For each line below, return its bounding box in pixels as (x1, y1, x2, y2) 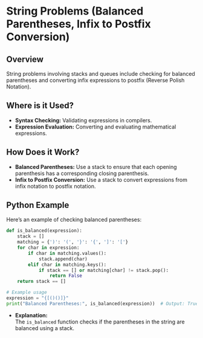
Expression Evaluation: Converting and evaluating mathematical (14, 123, 176, 130)
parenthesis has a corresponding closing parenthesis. (14, 170, 149, 177)
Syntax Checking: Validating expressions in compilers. (14, 116, 152, 124)
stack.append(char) (38, 256, 88, 262)
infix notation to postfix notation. (14, 182, 96, 190)
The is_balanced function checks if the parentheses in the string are (14, 318, 185, 325)
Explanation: (14, 311, 48, 319)
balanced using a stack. (14, 324, 74, 331)
